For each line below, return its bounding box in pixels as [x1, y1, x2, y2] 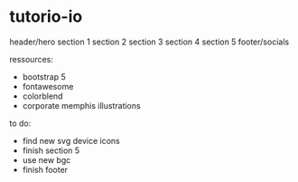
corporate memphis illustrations [22, 100, 142, 110]
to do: [9, 118, 32, 129]
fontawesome [22, 81, 74, 91]
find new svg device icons [22, 135, 120, 146]
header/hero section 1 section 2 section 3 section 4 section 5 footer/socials [9, 36, 290, 47]
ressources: [9, 53, 54, 64]
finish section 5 [22, 145, 80, 156]
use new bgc [22, 154, 71, 165]
